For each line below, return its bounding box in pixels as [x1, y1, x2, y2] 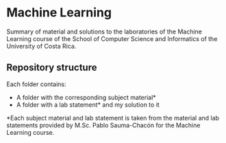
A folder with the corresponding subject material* [16, 93, 157, 101]
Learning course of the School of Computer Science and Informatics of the [6, 34, 218, 42]
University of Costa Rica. [6, 42, 77, 50]
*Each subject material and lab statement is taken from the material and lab [6, 114, 220, 122]
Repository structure [6, 62, 97, 73]
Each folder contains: [6, 80, 66, 88]
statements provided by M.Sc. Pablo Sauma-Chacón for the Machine [6, 121, 201, 129]
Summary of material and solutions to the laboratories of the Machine [6, 27, 203, 36]
